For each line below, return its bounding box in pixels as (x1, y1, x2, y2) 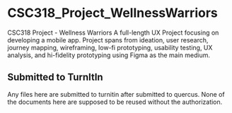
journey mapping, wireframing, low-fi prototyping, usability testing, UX (7, 43, 213, 52)
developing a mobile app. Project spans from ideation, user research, (7, 35, 209, 44)
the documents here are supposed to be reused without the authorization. (7, 97, 223, 106)
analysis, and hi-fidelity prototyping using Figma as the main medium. (7, 51, 211, 59)
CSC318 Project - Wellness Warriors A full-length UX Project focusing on (7, 28, 219, 37)
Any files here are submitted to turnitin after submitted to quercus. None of (7, 90, 225, 98)
